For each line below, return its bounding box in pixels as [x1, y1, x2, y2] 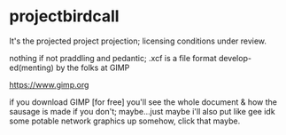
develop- [218, 52, 252, 63]
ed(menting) [9, 62, 55, 73]
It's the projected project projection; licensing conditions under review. [9, 36, 267, 46]
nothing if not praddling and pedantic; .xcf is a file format [9, 52, 217, 63]
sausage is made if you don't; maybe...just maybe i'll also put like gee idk [9, 106, 276, 116]
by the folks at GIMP [56, 62, 130, 73]
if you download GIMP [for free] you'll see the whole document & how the [9, 96, 277, 107]
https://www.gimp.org [9, 79, 89, 90]
